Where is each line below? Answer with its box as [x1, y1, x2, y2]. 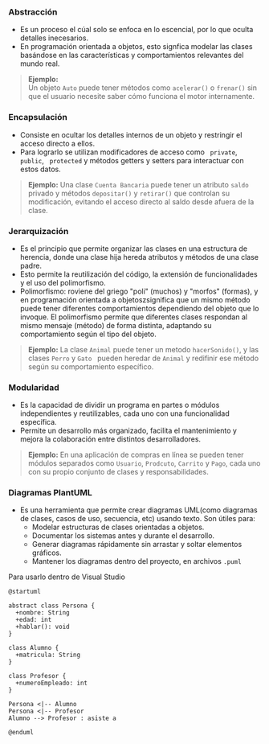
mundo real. [19, 59, 60, 68]
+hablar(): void [15, 623, 70, 631]
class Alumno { [8, 644, 59, 652]
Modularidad [8, 381, 59, 393]
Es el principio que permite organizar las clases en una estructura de [19, 244, 247, 253]
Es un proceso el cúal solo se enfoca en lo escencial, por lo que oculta [19, 25, 254, 35]
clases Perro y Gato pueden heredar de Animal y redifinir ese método [27, 353, 259, 363]
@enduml [8, 729, 35, 737]
